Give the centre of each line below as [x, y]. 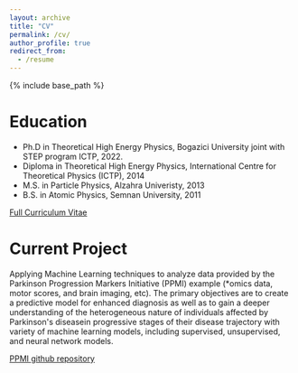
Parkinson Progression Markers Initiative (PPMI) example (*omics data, [141, 283]
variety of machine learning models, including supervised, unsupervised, [145, 331]
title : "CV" [32, 26]
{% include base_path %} [57, 85]
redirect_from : [38, 51]
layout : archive [40, 18]
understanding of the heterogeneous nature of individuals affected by [139, 312]
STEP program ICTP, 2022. [73, 156]
